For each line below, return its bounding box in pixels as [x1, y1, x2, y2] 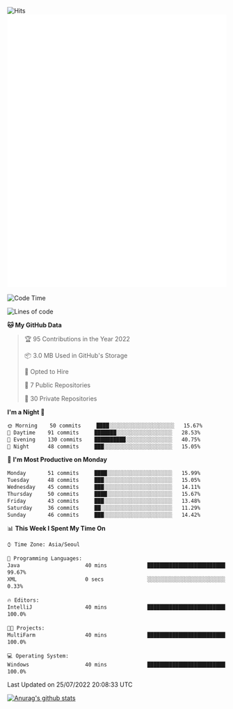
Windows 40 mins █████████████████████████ [7, 662, 226, 669]
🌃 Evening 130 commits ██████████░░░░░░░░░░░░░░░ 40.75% [7, 436, 200, 444]
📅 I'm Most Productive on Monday [7, 455, 108, 464]
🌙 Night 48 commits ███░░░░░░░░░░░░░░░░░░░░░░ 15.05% [7, 443, 200, 451]
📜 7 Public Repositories [24, 381, 91, 389]
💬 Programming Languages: [7, 555, 82, 562]
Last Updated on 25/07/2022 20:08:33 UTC [7, 680, 134, 689]
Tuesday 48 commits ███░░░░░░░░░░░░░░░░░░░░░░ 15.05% [7, 477, 200, 484]
